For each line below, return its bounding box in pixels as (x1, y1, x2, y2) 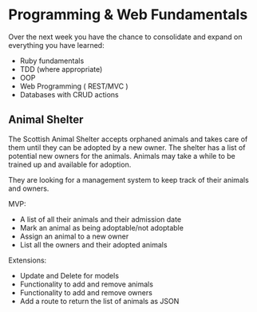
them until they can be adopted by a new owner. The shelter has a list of (8, 142, 246, 152)
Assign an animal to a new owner (19, 231, 129, 241)
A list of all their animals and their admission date (19, 214, 182, 224)
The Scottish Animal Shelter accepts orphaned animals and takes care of (8, 134, 248, 144)
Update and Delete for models (19, 271, 120, 280)
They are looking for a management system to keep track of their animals (8, 175, 249, 184)
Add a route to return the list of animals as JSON (19, 296, 180, 306)
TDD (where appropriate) (19, 64, 103, 73)
